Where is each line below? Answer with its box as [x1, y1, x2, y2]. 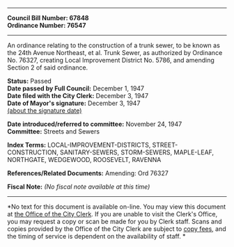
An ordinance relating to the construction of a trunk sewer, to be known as [7, 41, 221, 49]
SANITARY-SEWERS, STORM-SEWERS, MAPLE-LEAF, [60, 148, 214, 157]
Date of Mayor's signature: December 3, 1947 [7, 99, 141, 107]
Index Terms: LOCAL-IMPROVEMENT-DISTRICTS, [7, 141, 151, 149]
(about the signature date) [7, 106, 82, 115]
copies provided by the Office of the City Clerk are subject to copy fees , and [7, 225, 226, 233]
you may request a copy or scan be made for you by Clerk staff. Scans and [7, 217, 222, 225]
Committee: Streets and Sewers [7, 127, 100, 136]
